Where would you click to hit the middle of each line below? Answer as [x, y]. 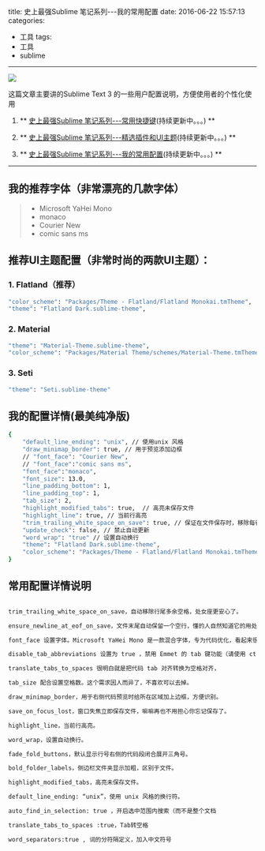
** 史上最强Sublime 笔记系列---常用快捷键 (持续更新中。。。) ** [117, 120]
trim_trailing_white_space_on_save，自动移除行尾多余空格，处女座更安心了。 [125, 611]
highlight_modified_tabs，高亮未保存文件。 [75, 783]
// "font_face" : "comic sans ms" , [77, 464]
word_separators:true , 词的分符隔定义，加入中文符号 [90, 839]
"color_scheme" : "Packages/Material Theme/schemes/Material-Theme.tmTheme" [135, 353]
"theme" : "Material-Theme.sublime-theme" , [79, 346]
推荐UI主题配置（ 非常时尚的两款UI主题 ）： [110, 260]
